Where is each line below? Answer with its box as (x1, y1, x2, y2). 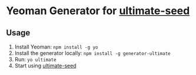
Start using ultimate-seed (14, 62, 77, 69)
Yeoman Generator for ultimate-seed (6, 4, 190, 18)
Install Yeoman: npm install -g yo (14, 43, 98, 50)
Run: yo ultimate (14, 56, 57, 63)
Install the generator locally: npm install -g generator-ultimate (14, 50, 171, 57)
